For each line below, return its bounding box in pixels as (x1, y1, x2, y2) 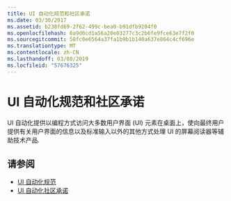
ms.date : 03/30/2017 (7, 17, 67, 24)
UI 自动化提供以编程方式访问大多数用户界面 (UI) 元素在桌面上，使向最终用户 (7, 118, 225, 127)
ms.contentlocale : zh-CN (7, 49, 79, 56)
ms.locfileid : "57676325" (7, 62, 82, 69)
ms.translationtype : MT (7, 42, 77, 49)
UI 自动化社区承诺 (17, 186, 68, 195)
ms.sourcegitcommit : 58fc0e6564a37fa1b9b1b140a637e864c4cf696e (7, 36, 195, 43)
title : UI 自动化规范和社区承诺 (7, 10, 90, 17)
